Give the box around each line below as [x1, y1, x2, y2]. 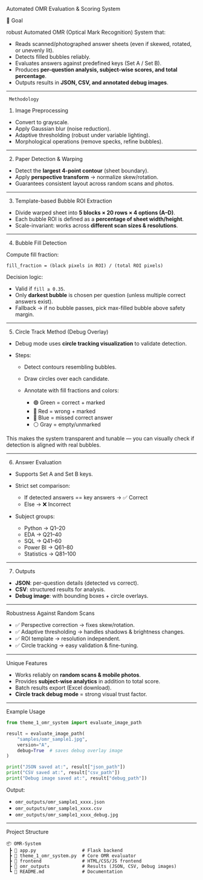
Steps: [14, 352, 31, 359]
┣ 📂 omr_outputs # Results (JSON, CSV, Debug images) [8, 863, 177, 869]
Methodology [8, 96, 39, 102]
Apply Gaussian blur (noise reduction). [14, 125, 111, 132]
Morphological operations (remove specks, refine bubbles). [14, 138, 163, 145]
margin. [14, 311, 34, 318]
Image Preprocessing [14, 107, 68, 114]
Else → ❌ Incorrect [24, 501, 71, 508]
